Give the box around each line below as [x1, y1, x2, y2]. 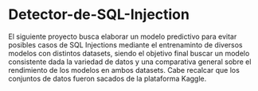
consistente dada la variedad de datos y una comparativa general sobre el [8, 57, 252, 66]
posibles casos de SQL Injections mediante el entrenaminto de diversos [8, 40, 243, 49]
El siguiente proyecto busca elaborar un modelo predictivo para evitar [8, 32, 237, 41]
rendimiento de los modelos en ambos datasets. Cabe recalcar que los [8, 65, 240, 74]
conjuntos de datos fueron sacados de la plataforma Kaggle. [8, 74, 207, 83]
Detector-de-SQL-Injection [8, 6, 190, 24]
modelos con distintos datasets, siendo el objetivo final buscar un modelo [8, 48, 250, 58]
